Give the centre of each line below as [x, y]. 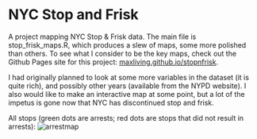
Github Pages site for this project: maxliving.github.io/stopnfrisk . [113, 62]
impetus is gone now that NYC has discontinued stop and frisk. [111, 102]
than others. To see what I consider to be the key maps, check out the [122, 53]
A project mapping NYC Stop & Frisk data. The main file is [102, 37]
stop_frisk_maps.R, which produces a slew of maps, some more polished [127, 44]
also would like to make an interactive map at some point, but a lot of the [127, 94]
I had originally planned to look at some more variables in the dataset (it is [129, 77]
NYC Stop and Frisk [73, 15]
